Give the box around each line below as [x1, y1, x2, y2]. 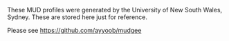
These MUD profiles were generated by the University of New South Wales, [7, 6, 223, 14]
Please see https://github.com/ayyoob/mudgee [7, 27, 142, 34]
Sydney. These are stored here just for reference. [7, 13, 147, 21]
